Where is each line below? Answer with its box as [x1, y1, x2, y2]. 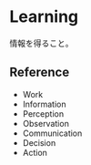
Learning [9, 6, 79, 27]
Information [22, 98, 66, 109]
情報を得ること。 [9, 37, 74, 48]
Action [22, 147, 48, 158]
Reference [9, 65, 70, 80]
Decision [22, 137, 56, 148]
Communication [22, 128, 83, 139]
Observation [22, 118, 70, 129]
